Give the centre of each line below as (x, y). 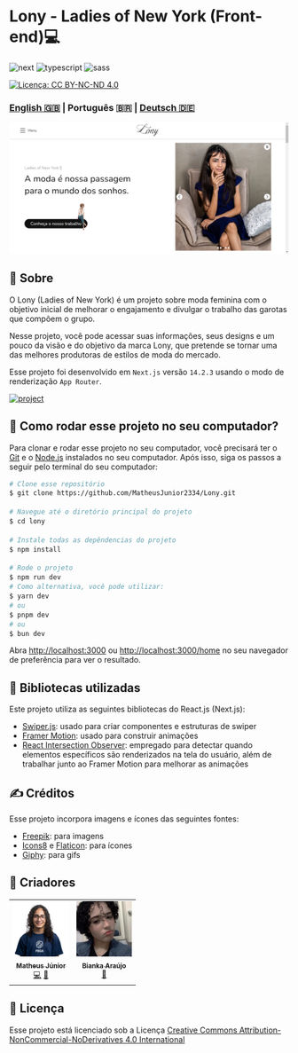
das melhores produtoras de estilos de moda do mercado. (115, 354)
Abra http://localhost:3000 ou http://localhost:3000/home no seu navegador (149, 650)
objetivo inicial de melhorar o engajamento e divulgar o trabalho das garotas (148, 309)
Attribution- (260, 1030)
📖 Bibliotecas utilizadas (75, 688)
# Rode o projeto (41, 568)
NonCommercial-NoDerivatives (67, 1039)
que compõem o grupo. (52, 318)
